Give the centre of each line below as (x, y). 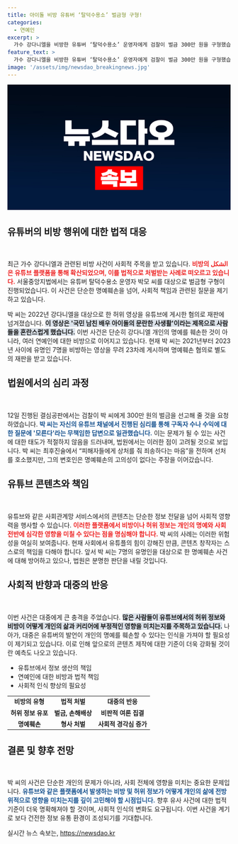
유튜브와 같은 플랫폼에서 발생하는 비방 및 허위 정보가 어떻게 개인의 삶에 (118, 792)
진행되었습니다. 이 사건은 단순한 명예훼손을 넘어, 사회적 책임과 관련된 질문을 (111, 291)
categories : (25, 22)
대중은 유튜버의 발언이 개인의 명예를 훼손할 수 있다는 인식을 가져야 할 (117, 635)
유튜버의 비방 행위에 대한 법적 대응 (77, 231)
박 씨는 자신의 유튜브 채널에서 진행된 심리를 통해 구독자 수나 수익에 (130, 424)
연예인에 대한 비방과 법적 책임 (58, 676)
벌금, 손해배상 (73, 713)
